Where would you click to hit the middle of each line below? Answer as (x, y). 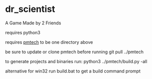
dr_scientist (30, 9)
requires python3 (23, 32)
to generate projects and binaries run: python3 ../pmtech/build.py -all (76, 61)
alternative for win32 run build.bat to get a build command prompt (73, 71)
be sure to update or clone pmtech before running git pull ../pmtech (74, 52)
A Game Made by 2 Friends (33, 23)
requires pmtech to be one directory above (49, 42)
